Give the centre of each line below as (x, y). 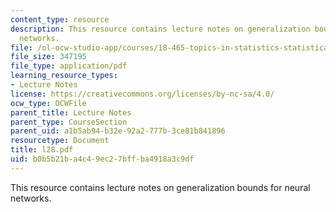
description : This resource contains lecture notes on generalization (160, 29)
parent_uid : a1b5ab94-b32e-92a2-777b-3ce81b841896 (118, 131)
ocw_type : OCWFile (48, 103)
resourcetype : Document (60, 141)
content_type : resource (60, 19)
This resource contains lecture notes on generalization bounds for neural (160, 187)
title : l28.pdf (42, 150)
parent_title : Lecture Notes (71, 112)
